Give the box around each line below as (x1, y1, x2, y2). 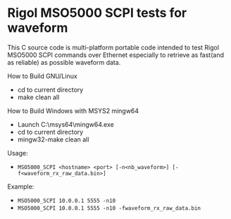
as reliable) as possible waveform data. (7, 58, 121, 66)
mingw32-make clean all (17, 135, 89, 144)
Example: (7, 182, 35, 191)
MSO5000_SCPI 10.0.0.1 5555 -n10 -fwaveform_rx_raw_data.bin (17, 204, 201, 212)
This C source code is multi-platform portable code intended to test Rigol (7, 43, 220, 51)
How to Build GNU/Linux (7, 72, 77, 80)
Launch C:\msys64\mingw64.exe (17, 120, 114, 128)
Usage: (7, 149, 28, 157)
